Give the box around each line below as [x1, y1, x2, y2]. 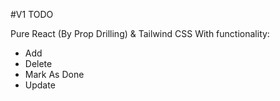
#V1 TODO [10, 9, 54, 20]
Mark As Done [24, 69, 85, 80]
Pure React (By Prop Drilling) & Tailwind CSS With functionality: [10, 28, 270, 39]
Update [24, 79, 56, 91]
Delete [24, 58, 53, 69]
